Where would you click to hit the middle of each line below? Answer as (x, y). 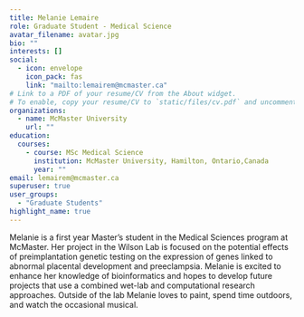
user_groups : (34, 195)
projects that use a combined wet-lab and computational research (133, 285)
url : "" (40, 128)
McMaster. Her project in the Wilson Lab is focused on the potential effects (149, 246)
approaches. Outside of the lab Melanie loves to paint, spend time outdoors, (151, 294)
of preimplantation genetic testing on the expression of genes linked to (141, 256)
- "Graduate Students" (60, 203)
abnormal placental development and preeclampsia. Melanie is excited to (146, 266)
